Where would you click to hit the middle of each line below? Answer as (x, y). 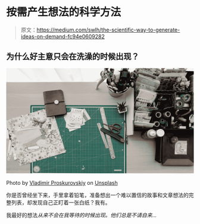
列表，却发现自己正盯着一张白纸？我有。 (61, 203)
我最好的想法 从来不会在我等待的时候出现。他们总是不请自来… (82, 215)
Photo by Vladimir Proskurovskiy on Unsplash (62, 183)
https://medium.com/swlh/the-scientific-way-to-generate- (108, 30)
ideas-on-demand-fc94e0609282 (63, 36)
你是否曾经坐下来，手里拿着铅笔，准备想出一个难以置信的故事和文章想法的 (97, 195)
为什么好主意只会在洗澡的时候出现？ (73, 57)
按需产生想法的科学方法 (64, 12)
